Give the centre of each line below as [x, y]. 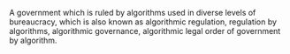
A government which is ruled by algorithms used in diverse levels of [133, 13]
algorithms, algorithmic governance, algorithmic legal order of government [145, 31]
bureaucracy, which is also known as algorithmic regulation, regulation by [143, 22]
